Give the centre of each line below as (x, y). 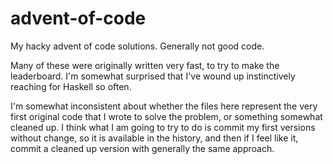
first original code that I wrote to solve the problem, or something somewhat (166, 116)
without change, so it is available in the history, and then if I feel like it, (154, 138)
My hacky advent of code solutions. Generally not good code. (137, 46)
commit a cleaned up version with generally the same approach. (142, 148)
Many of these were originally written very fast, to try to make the (145, 65)
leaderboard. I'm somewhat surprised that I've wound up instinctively (153, 76)
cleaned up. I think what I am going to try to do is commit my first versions (163, 127)
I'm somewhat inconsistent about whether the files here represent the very (164, 106)
